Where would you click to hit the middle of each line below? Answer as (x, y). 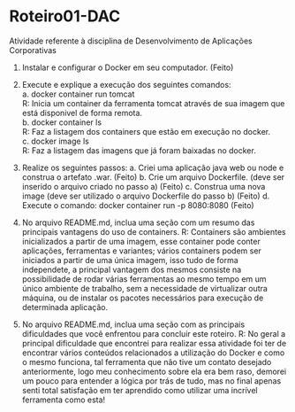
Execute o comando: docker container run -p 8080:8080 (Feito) (138, 205)
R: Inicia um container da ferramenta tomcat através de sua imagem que (153, 103)
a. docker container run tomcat (78, 94)
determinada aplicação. (65, 307)
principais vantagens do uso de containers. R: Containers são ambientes (154, 231)
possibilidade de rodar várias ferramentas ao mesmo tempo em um (144, 279)
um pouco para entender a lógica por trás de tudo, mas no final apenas (151, 381)
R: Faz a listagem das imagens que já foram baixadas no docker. (139, 150)
